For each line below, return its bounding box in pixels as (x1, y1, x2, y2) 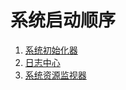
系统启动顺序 (10, 9, 117, 32)
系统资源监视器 (24, 69, 87, 81)
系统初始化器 (24, 44, 78, 56)
